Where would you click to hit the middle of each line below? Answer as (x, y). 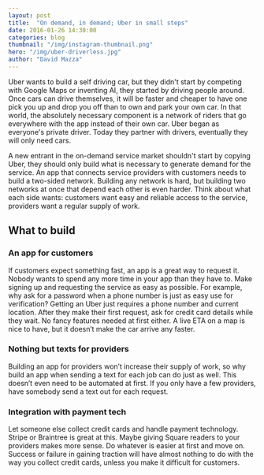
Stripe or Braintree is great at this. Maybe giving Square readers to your (124, 437)
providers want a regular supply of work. (74, 206)
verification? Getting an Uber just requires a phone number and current (123, 303)
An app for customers (51, 253)
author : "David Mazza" (45, 60)
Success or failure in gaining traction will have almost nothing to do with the (131, 455)
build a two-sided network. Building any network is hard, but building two (127, 180)
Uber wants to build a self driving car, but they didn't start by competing (125, 82)
